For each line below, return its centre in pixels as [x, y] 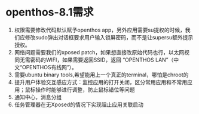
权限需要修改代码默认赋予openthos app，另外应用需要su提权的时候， [100, 30]
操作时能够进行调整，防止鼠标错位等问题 [85, 90]
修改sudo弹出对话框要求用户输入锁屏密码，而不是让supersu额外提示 [109, 37]
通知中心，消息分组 [38, 97]
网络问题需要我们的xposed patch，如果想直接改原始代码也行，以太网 [99, 52]
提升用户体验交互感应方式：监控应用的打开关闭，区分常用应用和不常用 [101, 82]
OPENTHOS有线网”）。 [49, 67]
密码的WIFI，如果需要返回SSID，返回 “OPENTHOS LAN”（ [102, 60]
